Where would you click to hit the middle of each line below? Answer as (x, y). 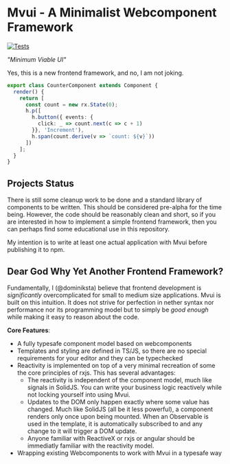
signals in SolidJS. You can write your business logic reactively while (124, 387)
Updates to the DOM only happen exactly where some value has (118, 402)
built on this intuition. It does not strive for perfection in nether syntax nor (111, 302)
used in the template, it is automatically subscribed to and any (115, 424)
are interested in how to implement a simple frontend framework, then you (112, 222)
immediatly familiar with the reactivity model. (91, 445)
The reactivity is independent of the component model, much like (119, 380)
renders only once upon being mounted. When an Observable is (118, 416)
